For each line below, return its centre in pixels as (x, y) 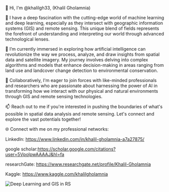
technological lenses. (27, 39)
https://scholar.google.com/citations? (77, 149)
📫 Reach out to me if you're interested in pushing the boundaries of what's (84, 107)
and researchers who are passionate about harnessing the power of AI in (81, 86)
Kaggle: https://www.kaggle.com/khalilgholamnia (57, 174)
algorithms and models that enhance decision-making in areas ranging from (84, 65)
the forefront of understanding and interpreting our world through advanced (85, 34)
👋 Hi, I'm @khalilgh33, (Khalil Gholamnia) (48, 8)
